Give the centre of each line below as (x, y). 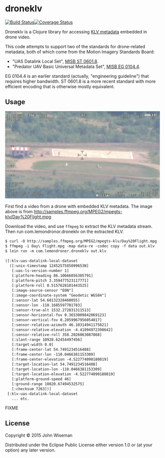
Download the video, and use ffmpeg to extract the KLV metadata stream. (79, 226)
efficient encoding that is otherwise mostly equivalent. (60, 86)
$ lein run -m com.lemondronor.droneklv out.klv (56, 251)
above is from (19, 211)
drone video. (18, 37)
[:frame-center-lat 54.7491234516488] (51, 349)
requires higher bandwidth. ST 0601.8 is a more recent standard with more (81, 81)
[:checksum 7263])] (31, 389)
